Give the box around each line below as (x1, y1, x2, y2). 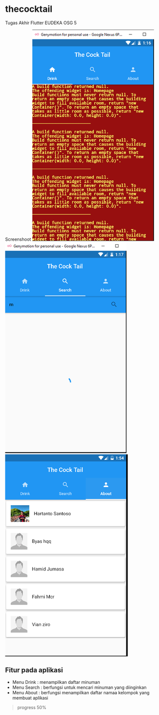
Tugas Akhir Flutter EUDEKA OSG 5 (5, 20, 77, 26)
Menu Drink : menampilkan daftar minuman (12, 679, 100, 685)
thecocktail (5, 3, 53, 15)
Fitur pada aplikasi (5, 666, 63, 675)
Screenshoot (5, 236, 31, 242)
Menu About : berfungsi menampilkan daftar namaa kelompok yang (12, 689, 150, 695)
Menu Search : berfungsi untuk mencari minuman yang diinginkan (12, 684, 147, 690)
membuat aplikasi (12, 695, 48, 701)
